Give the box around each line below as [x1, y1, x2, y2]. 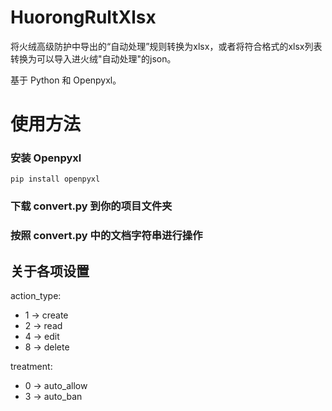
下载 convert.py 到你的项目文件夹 [10, 199, 173, 213]
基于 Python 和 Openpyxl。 [10, 74, 122, 86]
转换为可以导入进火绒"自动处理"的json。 [10, 52, 177, 65]
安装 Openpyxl [10, 151, 82, 165]
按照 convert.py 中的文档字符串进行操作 [10, 229, 203, 243]
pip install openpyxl [10, 174, 101, 185]
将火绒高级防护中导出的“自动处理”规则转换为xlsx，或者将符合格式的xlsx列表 [10, 40, 323, 52]
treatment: [10, 361, 53, 373]
